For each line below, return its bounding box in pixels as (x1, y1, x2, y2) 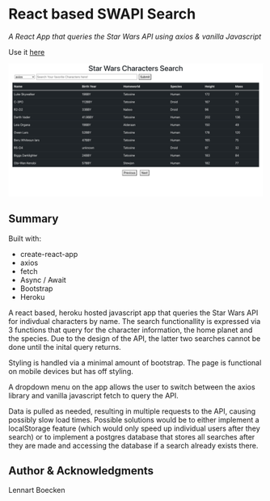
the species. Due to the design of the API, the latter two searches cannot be (8, 333, 261, 343)
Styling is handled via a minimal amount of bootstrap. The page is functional (8, 357, 262, 368)
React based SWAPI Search (8, 5, 196, 23)
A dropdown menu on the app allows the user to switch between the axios (8, 381, 256, 392)
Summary (8, 212, 59, 226)
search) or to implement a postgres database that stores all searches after (8, 432, 255, 441)
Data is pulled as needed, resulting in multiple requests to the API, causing (8, 406, 256, 416)
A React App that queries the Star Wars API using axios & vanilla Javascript (8, 32, 262, 41)
